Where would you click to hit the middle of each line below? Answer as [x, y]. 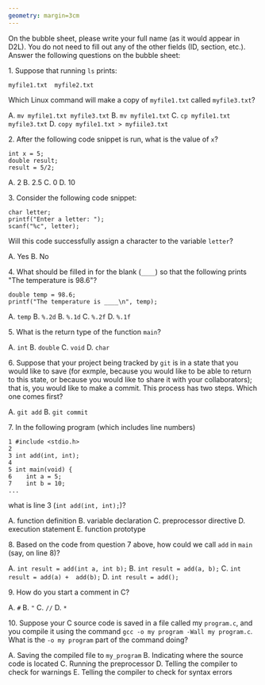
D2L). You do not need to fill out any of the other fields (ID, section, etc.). [127, 46]
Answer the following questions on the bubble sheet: [94, 55]
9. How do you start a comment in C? [69, 592]
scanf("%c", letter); [44, 226]
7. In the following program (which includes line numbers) [102, 427]
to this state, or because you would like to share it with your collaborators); [130, 379]
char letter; [30, 212]
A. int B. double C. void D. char [59, 347]
